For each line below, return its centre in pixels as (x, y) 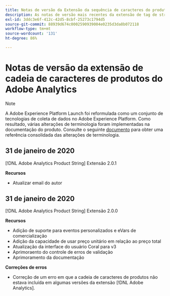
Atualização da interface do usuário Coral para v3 (64, 247)
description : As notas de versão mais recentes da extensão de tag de (81, 15)
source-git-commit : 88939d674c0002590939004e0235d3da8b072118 (72, 24)
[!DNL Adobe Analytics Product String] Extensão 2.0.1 (61, 163)
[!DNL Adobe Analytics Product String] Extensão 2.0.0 (61, 211)
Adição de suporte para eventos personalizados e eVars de (74, 231)
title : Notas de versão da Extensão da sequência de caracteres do (78, 10)
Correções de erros (26, 268)
